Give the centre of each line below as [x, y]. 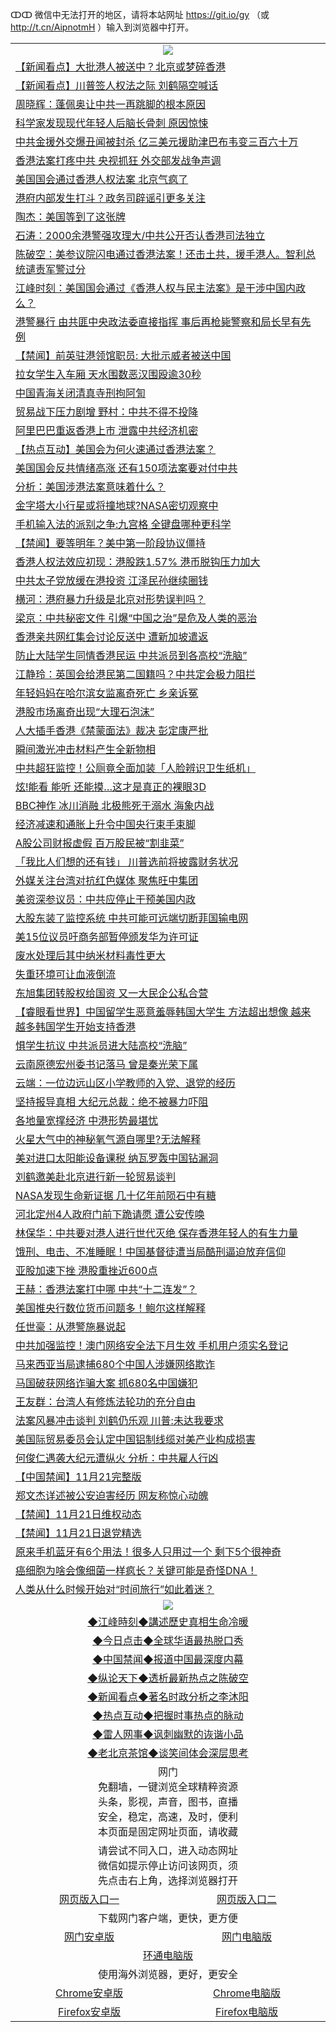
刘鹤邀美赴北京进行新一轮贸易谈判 [96, 1176]
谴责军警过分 [56, 269]
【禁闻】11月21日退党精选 [78, 1533]
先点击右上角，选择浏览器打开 [167, 1880]
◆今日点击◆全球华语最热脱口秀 [168, 1640]
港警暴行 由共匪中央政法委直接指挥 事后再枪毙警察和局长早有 [158, 321]
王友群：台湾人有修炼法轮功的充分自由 [106, 1401]
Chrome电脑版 [247, 1993]
